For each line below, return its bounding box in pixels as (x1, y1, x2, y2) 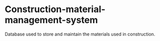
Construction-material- (5, 4, 106, 15)
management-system (5, 14, 98, 26)
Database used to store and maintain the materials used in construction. (5, 31, 155, 37)
